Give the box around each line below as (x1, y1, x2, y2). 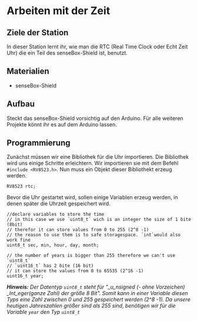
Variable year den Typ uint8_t (6, 309, 81, 316)
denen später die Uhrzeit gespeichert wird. (6, 200, 111, 207)
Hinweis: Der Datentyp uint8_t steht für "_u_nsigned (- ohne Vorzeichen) (6, 283, 185, 290)
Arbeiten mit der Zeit (6, 4, 111, 18)
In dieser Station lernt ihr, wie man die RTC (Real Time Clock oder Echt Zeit (6, 43, 188, 50)
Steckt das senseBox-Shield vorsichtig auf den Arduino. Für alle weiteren (6, 115, 184, 122)
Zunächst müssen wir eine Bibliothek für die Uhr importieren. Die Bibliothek (6, 153, 189, 160)
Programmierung (6, 138, 71, 148)
